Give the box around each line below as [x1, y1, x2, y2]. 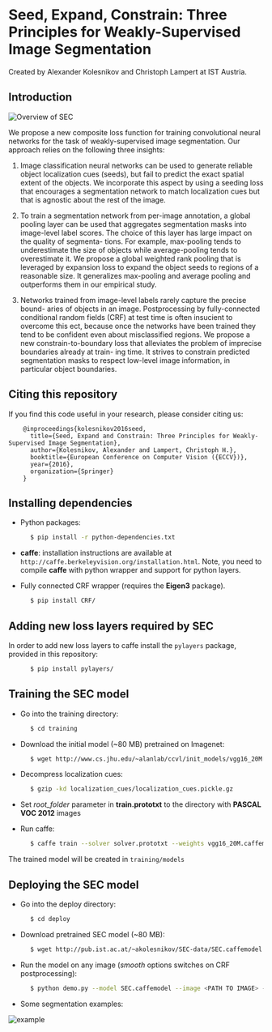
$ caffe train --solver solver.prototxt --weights [29, 840, 205, 848]
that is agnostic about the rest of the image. [19, 194, 166, 204]
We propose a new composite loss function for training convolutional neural [8, 127, 261, 137]
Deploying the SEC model [8, 877, 139, 892]
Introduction [8, 91, 73, 104]
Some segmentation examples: [19, 999, 124, 1009]
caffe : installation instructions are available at [19, 548, 172, 558]
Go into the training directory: [19, 709, 119, 719]
